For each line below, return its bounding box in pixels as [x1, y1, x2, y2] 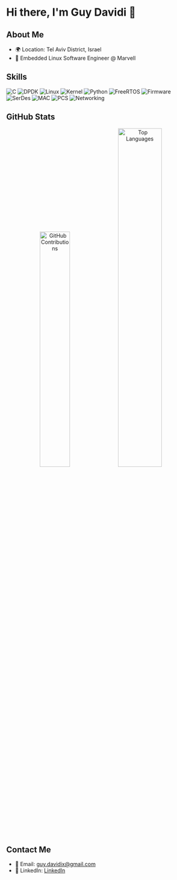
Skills [6, 72, 27, 82]
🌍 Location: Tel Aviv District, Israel [14, 46, 102, 53]
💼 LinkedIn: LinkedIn [14, 867, 66, 874]
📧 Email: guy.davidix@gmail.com [14, 861, 96, 868]
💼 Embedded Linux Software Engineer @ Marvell [14, 54, 136, 62]
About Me [6, 30, 44, 40]
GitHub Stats [6, 112, 55, 122]
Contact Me [6, 844, 51, 855]
